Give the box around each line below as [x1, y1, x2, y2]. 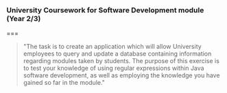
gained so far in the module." [23, 79, 106, 87]
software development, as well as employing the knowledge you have [23, 71, 220, 79]
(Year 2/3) [6, 14, 41, 23]
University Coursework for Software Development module [6, 5, 204, 15]
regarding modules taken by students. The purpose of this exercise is [23, 57, 220, 65]
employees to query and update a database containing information [23, 50, 212, 58]
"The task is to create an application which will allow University [23, 43, 202, 51]
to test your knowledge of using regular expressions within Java [23, 64, 204, 73]
